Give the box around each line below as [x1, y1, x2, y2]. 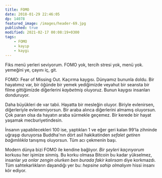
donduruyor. [5, 92, 30, 98]
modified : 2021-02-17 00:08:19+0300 [5, 30, 80, 35]
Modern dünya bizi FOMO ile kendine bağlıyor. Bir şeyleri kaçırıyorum [5, 147, 144, 153]
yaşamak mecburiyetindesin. [5, 117, 63, 123]
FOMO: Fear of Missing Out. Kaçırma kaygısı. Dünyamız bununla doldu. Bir [5, 76, 155, 82]
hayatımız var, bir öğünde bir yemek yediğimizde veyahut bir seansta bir [5, 81, 150, 87]
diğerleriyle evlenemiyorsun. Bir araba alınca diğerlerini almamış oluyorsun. [5, 106, 156, 113]
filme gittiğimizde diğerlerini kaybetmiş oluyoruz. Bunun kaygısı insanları [5, 87, 150, 93]
